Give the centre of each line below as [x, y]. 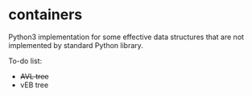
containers [45, 15]
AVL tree [34, 76]
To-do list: [25, 61]
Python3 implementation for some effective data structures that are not [126, 37]
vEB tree [34, 85]
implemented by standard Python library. [76, 45]
